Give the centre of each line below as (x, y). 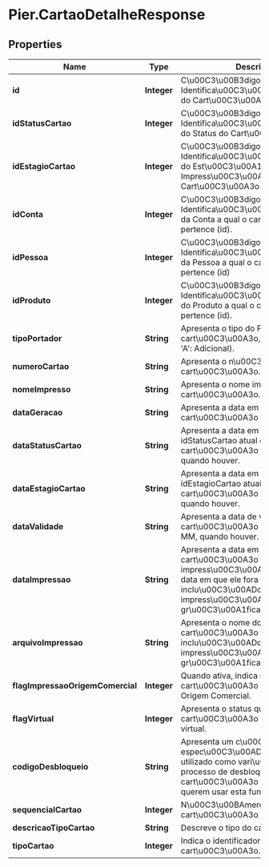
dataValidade (38, 526)
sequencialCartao (47, 810)
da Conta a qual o (214, 219)
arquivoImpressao (48, 642)
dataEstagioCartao (49, 488)
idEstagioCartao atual (221, 484)
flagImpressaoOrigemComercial (75, 686)
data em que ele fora (219, 580)
